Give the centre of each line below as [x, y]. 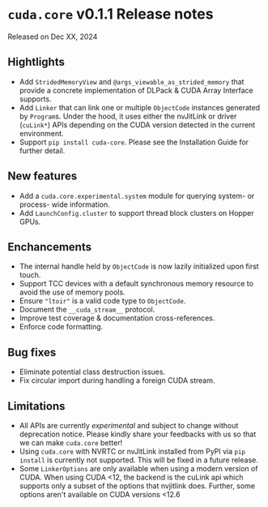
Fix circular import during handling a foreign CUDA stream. [117, 380]
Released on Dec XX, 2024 [53, 37]
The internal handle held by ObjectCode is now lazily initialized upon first [139, 266]
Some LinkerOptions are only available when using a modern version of [138, 468]
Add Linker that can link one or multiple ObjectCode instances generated [140, 107]
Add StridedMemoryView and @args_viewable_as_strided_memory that [132, 81]
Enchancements [50, 247]
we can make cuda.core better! [71, 443]
